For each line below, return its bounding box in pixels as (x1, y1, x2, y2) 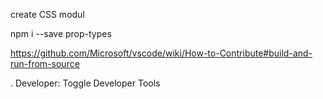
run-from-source (10, 58, 80, 69)
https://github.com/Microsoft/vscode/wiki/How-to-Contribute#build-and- (10, 47, 313, 59)
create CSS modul (10, 9, 85, 20)
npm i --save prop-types (10, 28, 112, 39)
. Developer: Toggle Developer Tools (10, 77, 161, 89)
